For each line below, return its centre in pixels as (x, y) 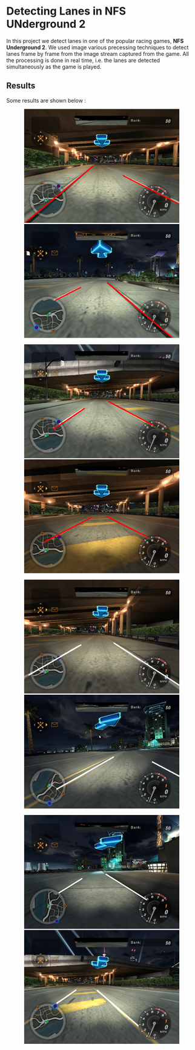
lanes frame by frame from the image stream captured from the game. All (98, 53)
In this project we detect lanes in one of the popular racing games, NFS (95, 41)
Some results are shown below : (46, 100)
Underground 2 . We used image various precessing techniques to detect (97, 47)
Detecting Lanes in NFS (66, 11)
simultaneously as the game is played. (54, 66)
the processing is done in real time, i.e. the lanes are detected (83, 60)
